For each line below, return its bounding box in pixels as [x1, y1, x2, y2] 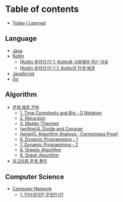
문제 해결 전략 [12, 104, 39, 110]
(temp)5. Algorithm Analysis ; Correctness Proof [19, 131, 118, 137]
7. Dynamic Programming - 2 [19, 141, 78, 147]
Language [5, 34, 37, 43]
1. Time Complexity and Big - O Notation [19, 109, 102, 115]
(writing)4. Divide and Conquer [19, 125, 83, 131]
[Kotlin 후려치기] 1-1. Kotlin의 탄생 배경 [19, 65, 95, 71]
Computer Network [12, 186, 52, 192]
